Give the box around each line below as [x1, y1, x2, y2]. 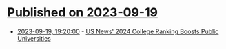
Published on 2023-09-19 [7, 5, 158, 20]
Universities [17, 34, 52, 42]
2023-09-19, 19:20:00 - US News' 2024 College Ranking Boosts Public [17, 27, 219, 35]
